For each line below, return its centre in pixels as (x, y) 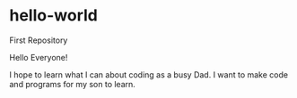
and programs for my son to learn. (73, 84)
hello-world (54, 16)
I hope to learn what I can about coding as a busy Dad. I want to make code (149, 74)
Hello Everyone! (39, 57)
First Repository (39, 40)
